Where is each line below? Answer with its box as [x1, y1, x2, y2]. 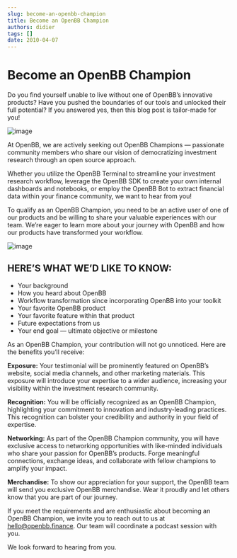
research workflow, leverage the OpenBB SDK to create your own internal [7, 177, 221, 186]
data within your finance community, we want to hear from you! [7, 192, 192, 200]
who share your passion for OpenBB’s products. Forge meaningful [7, 449, 200, 457]
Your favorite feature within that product [17, 311, 134, 319]
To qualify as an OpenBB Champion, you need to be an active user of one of [7, 206, 229, 215]
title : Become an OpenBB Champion [7, 17, 110, 24]
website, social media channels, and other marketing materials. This [7, 369, 205, 377]
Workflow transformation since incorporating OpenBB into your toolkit [17, 296, 221, 304]
